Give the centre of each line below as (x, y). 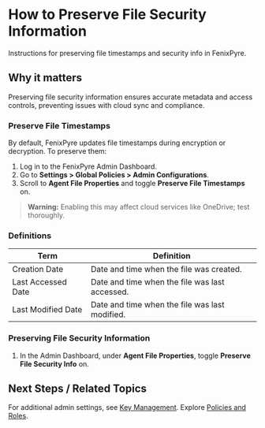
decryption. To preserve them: (58, 151)
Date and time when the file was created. (166, 270)
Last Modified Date (47, 310)
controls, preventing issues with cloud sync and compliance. (106, 105)
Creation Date (38, 270)
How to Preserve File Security (107, 15)
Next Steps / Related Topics (78, 389)
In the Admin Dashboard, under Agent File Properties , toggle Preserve (135, 355)
